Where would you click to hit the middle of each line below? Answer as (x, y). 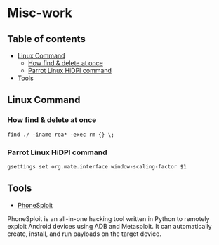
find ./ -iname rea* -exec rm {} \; (61, 135)
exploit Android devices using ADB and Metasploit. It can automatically (109, 226)
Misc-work (40, 13)
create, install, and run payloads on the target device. (84, 234)
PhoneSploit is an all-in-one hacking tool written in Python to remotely (108, 218)
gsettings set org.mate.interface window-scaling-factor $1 (97, 166)
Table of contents (46, 39)
